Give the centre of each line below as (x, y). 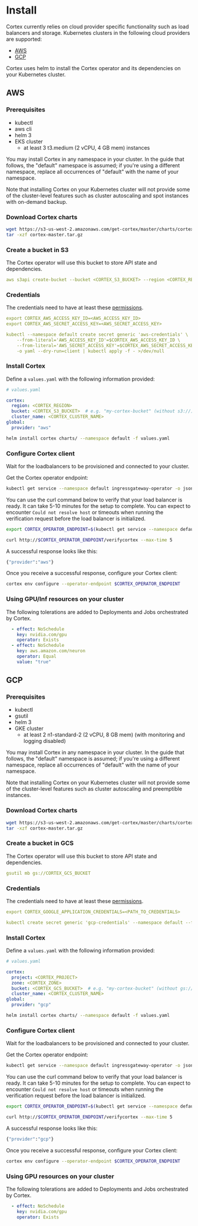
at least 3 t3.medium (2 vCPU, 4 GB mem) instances (87, 147)
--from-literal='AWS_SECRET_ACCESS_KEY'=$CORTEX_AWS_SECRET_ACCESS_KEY (106, 345)
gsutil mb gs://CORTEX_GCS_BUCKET (49, 873)
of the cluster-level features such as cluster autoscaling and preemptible (94, 789)
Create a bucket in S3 (37, 250)
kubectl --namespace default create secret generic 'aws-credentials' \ (97, 334)
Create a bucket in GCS (40, 843)
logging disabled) (44, 741)
